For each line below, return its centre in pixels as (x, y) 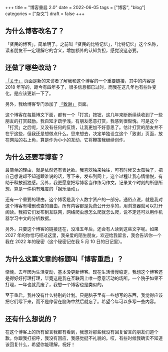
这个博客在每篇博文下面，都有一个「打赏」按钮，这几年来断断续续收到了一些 (84, 114)
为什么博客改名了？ (35, 31)
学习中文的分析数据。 (31, 218)
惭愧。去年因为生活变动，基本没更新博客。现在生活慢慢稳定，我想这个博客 (82, 272)
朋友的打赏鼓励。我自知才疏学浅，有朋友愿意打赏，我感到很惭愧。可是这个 (82, 121)
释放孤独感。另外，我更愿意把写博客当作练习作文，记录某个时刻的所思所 (88, 183)
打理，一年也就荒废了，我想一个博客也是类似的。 (55, 285)
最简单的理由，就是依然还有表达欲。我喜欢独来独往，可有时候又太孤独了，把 (84, 170)
